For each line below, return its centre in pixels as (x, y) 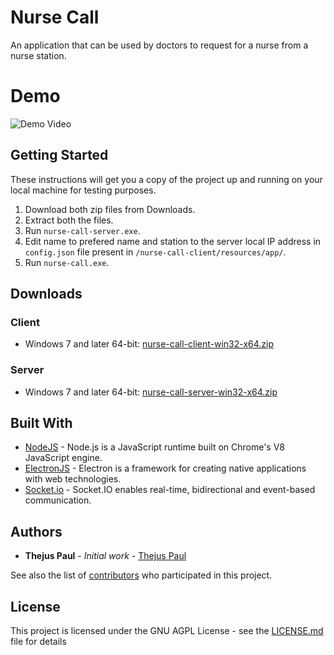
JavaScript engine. (63, 458)
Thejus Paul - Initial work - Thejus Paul (105, 556)
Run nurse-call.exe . (67, 262)
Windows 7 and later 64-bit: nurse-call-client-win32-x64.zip (149, 344)
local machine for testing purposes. (83, 190)
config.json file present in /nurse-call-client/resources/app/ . (155, 252)
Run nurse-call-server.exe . (82, 230)
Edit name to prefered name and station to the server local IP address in (173, 241)
